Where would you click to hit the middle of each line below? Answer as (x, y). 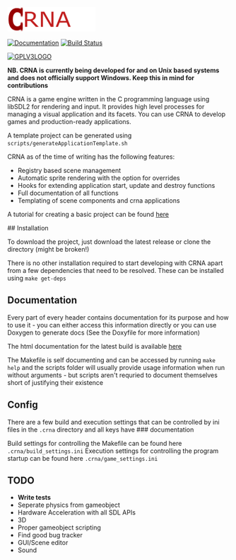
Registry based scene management (69, 170)
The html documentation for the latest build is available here (95, 346)
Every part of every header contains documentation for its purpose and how (118, 317)
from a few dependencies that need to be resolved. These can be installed (116, 270)
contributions (28, 85)
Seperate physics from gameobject (69, 505)
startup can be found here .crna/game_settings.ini (83, 458)
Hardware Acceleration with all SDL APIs (77, 513)
